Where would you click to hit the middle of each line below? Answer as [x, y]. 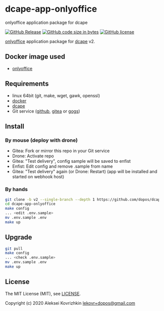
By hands [16, 190]
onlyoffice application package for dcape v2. [50, 41]
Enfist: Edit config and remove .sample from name [62, 166]
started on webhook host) [38, 177]
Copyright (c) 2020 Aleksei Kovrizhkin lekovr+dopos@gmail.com [70, 303]
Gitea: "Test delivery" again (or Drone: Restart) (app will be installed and [85, 172]
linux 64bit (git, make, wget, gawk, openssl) [56, 96]
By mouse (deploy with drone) [41, 140]
